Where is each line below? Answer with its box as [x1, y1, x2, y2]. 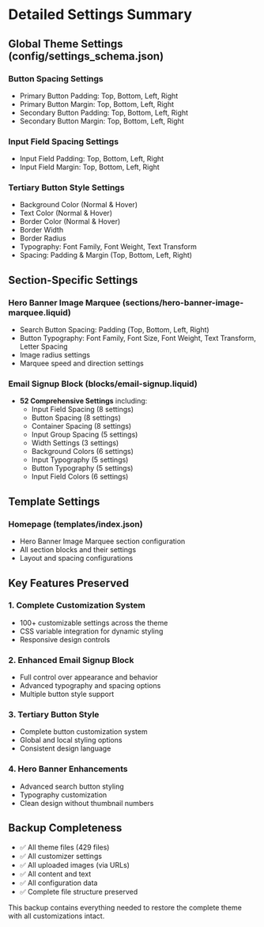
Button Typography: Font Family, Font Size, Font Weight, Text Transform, [19, 334, 257, 343]
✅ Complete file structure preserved [19, 887, 138, 896]
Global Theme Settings [8, 37, 124, 51]
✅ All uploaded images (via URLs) [19, 860, 130, 869]
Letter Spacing [19, 342, 69, 351]
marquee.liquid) [8, 307, 71, 318]
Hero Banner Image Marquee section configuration [19, 536, 186, 547]
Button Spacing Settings [8, 73, 104, 84]
